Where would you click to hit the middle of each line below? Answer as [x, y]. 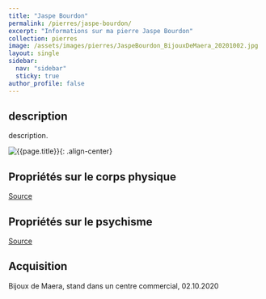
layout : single [34, 53]
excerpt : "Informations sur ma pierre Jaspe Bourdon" [101, 31]
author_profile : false [46, 83]
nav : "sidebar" [41, 69]
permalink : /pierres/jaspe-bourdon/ [70, 23]
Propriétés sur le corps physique [92, 177]
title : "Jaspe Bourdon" [49, 16]
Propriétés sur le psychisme [80, 222]
